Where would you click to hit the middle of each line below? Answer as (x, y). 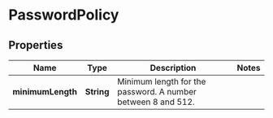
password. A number (157, 92)
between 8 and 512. (156, 102)
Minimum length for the (162, 81)
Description (173, 68)
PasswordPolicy (64, 15)
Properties (36, 45)
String (97, 92)
